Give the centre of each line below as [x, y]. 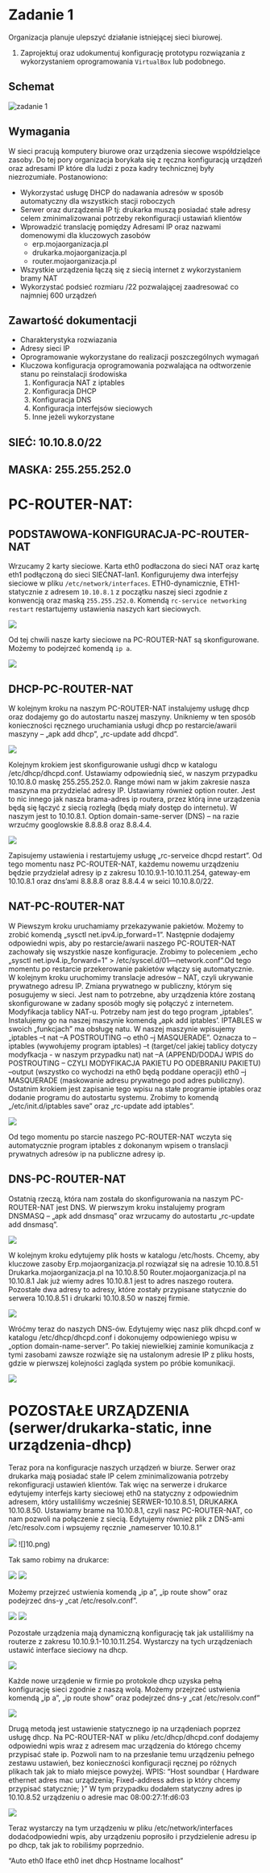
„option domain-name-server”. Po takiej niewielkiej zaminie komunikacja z [131, 1345]
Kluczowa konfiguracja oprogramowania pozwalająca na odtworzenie [135, 365]
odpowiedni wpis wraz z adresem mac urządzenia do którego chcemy [125, 1746]
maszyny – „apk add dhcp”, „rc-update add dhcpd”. [93, 734]
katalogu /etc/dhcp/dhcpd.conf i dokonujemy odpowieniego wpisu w [123, 1337]
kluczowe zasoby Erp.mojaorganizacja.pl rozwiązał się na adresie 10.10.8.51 [133, 1263]
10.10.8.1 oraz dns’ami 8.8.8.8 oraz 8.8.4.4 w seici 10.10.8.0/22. [111, 881]
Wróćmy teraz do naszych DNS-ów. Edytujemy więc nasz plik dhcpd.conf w [135, 1329]
